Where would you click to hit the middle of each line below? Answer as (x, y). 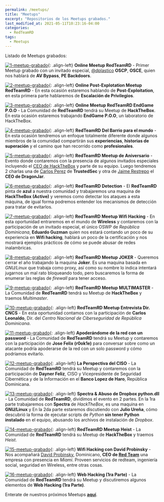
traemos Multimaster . (27, 298)
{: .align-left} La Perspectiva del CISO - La (93, 363)
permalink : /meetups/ (27, 10)
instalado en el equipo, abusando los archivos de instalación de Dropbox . (79, 420)
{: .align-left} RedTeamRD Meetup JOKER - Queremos (104, 257)
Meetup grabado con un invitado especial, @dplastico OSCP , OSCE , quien (80, 70)
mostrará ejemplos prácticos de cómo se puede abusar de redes (70, 242)
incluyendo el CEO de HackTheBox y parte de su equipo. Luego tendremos (81, 166)
